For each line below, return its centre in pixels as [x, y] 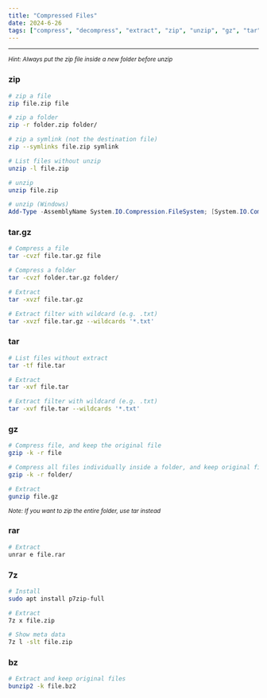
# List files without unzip [55, 161]
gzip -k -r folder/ [41, 474]
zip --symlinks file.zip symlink [64, 147]
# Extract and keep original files [67, 679]
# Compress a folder [43, 271]
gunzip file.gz [33, 496]
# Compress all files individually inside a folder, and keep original [129, 468]
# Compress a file [39, 249]
